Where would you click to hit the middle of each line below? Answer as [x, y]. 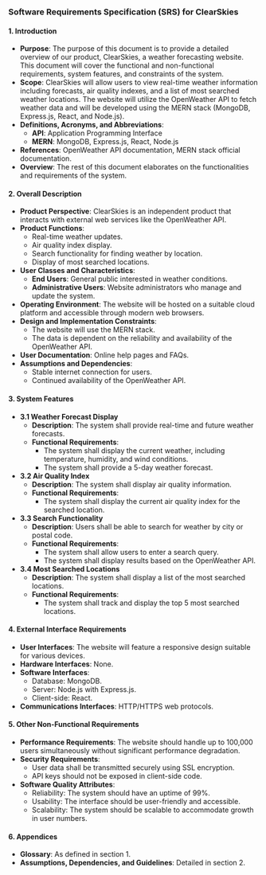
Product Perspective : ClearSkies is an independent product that [125, 211]
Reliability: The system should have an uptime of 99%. [121, 793]
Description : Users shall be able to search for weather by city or [137, 526]
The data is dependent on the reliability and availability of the [132, 338]
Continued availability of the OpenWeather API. [109, 381]
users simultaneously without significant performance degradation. [130, 750]
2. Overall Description [45, 193]
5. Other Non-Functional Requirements [74, 725]
